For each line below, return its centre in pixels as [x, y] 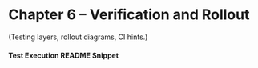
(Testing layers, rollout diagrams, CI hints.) [78, 37]
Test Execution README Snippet [63, 55]
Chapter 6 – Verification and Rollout [129, 15]
